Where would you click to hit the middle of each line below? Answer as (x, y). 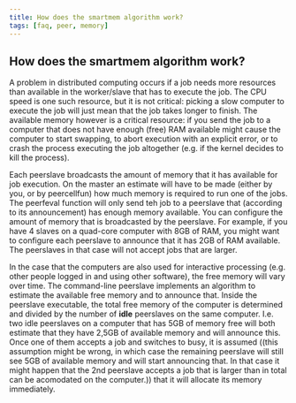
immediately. (32, 389)
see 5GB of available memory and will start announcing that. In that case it (144, 361)
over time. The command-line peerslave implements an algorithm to (133, 286)
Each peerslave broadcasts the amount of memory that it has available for (144, 175)
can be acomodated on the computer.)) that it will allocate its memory (136, 380)
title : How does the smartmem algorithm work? (96, 17)
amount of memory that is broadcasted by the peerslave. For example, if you (148, 222)
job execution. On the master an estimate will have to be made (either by (141, 184)
